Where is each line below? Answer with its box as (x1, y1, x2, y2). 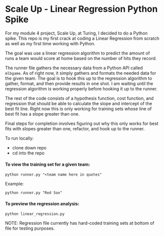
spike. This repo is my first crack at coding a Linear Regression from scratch (5, 35, 160, 41)
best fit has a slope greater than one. (5, 111, 80, 117)
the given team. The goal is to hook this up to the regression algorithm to (5, 75, 152, 81)
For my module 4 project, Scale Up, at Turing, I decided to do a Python (5, 30, 148, 36)
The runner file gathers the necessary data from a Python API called (5, 65, 143, 71)
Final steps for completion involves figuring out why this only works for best (5, 120, 159, 126)
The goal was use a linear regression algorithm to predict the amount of (5, 50, 150, 56)
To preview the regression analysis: (5, 201, 80, 206)
